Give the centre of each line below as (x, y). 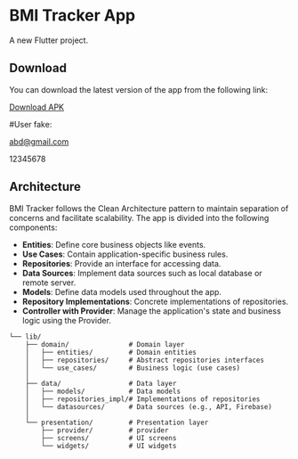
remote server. (49, 283)
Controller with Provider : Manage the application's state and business (152, 311)
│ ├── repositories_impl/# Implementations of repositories (143, 399)
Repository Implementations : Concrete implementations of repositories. (155, 301)
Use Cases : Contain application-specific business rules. (125, 254)
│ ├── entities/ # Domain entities (111, 352)
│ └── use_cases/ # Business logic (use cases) (133, 368)
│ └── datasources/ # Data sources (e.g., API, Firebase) (149, 406)
